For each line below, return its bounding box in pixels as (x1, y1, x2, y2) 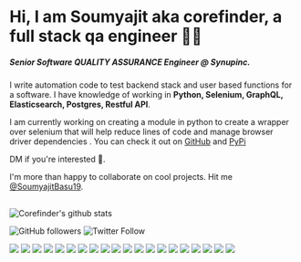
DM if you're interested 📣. (9, 153, 106, 165)
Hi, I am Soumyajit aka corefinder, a (9, 6, 283, 27)
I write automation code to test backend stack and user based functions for (9, 79, 293, 90)
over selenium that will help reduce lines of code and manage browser (9, 126, 274, 138)
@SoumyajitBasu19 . (9, 181, 84, 193)
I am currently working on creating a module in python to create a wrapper (9, 117, 290, 128)
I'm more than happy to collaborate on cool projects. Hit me (9, 172, 233, 183)
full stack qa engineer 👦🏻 (9, 26, 202, 47)
